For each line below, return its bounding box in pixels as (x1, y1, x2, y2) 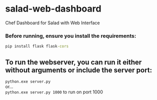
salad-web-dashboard (5, 3, 102, 15)
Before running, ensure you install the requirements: (5, 32, 136, 39)
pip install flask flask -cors (5, 44, 69, 49)
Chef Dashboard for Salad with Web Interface (5, 20, 100, 26)
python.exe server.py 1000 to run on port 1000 (5, 89, 103, 95)
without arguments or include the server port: (5, 66, 152, 74)
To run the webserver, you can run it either (5, 58, 142, 66)
